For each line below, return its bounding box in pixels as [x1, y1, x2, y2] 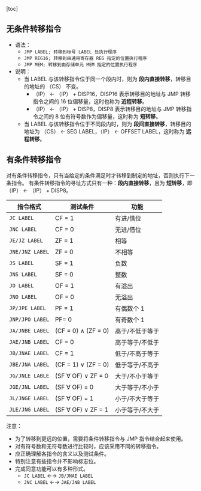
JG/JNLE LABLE [9, 372, 50, 379]
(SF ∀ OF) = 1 [54, 394, 94, 402]
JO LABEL [9, 282, 34, 289]
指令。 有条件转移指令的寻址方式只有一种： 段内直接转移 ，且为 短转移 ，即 [11, 179, 193, 186]
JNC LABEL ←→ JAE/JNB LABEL [23, 478, 96, 486]
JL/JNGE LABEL [9, 395, 50, 401]
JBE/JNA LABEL [9, 361, 50, 368]
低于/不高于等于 [115, 349, 160, 358]
